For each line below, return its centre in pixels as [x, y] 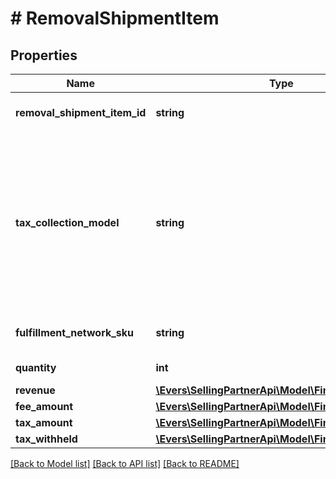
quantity [36, 367]
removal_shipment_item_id [81, 112]
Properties [44, 55]
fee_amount [44, 406]
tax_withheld [46, 439]
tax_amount [44, 422]
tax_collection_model [67, 222]
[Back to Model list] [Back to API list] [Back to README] [125, 463]
